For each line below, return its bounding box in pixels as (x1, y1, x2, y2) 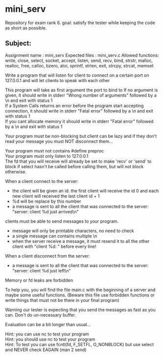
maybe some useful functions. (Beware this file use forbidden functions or (5, 292, 155, 298)
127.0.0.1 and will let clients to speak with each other (5, 77, 110, 83)
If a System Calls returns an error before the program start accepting (5, 102, 144, 109)
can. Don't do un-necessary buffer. (5, 312, 76, 318)
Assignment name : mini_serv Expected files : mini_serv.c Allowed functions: (5, 52, 159, 58)
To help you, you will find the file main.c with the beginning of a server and (5, 287, 156, 293)
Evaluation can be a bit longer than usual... (5, 321, 91, 327)
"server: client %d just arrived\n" (12, 208, 79, 214)
